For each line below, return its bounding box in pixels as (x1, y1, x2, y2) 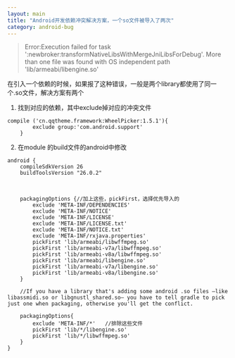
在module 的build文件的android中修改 (17, 143, 127, 152)
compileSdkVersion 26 (20, 163, 83, 171)
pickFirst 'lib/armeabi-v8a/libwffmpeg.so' (32, 251, 162, 258)
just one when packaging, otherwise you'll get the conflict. (7, 300, 193, 307)
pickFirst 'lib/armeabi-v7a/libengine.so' (32, 264, 159, 271)
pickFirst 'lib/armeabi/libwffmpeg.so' (32, 239, 150, 246)
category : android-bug (7, 23, 74, 30)
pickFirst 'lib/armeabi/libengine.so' (32, 257, 146, 264)
